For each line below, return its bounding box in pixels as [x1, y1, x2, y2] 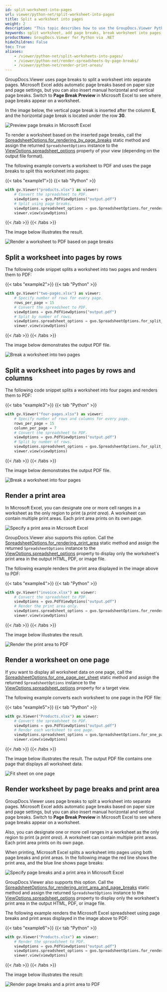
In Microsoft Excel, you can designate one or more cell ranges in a [5, 504, 141, 510]
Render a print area [5, 492, 66, 500]
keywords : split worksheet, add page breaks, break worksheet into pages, [5, 30, 164, 35]
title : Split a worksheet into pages [5, 16, 83, 21]
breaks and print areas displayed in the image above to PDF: [5, 915, 129, 921]
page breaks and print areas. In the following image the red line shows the [5, 855, 157, 861]
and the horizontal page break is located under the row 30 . [5, 113, 126, 119]
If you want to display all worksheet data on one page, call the [5, 669, 132, 675]
